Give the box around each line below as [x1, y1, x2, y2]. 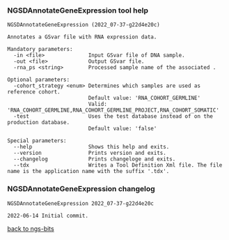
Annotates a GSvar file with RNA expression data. [7, 33, 157, 40]
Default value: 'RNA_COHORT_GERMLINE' [88, 95, 200, 102]
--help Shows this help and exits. [13, 144, 170, 151]
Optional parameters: [7, 76, 70, 84]
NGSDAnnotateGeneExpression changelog [7, 184, 155, 194]
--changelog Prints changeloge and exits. [13, 156, 176, 163]
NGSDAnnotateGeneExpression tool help [7, 6, 148, 15]
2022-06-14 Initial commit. [7, 212, 89, 219]
